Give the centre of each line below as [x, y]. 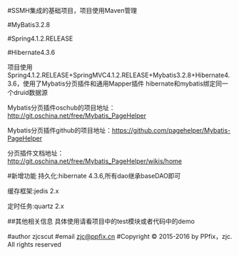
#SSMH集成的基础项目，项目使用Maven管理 [72, 10]
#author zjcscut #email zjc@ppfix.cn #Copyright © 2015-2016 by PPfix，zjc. [120, 236]
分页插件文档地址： [36, 153]
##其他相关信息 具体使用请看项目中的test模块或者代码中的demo [101, 221]
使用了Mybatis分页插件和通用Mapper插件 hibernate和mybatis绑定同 [122, 83]
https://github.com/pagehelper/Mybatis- [171, 130]
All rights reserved [35, 244]
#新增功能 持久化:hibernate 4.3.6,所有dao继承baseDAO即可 [94, 176]
